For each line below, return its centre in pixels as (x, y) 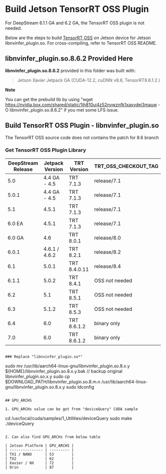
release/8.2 (107, 252)
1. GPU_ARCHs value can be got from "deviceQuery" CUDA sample (72, 409)
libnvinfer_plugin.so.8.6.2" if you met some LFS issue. (64, 110)
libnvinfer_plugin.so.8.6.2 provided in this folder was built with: (70, 70)
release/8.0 (107, 237)
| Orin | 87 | (40, 467)
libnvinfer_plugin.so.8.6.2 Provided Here (69, 59)
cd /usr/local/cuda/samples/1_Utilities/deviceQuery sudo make (69, 418)
